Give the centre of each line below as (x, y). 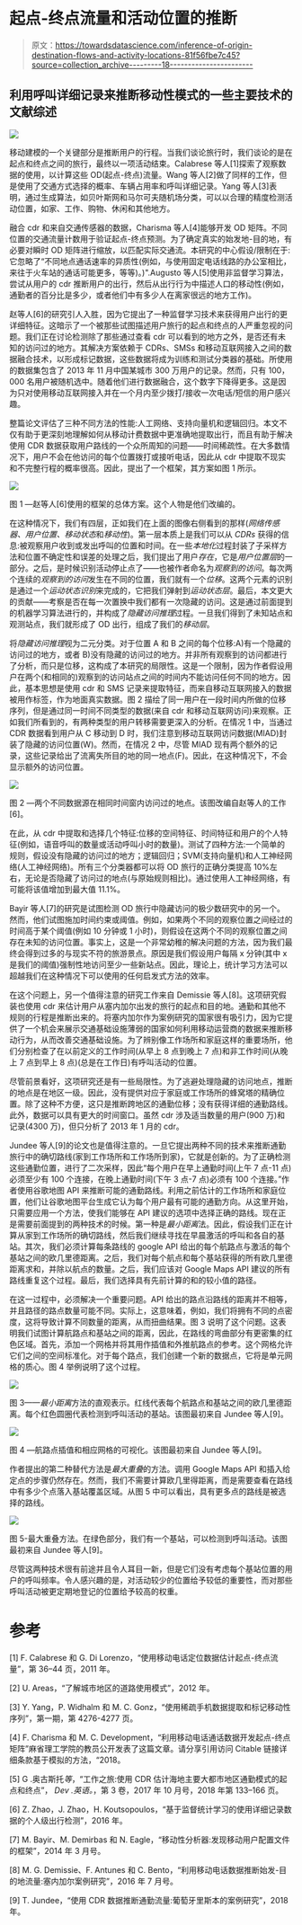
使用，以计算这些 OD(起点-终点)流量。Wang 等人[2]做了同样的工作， (152, 174)
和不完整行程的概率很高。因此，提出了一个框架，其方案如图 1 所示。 (135, 467)
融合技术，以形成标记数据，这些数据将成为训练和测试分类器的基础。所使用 (155, 359)
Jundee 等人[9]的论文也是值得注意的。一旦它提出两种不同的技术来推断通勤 (148, 1145)
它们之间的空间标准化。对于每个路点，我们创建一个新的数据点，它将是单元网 (151, 1355)
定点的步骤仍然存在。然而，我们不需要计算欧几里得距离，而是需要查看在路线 (151, 1480)
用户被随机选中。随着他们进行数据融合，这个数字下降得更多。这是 (156, 381)
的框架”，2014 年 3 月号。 (58, 1850)
